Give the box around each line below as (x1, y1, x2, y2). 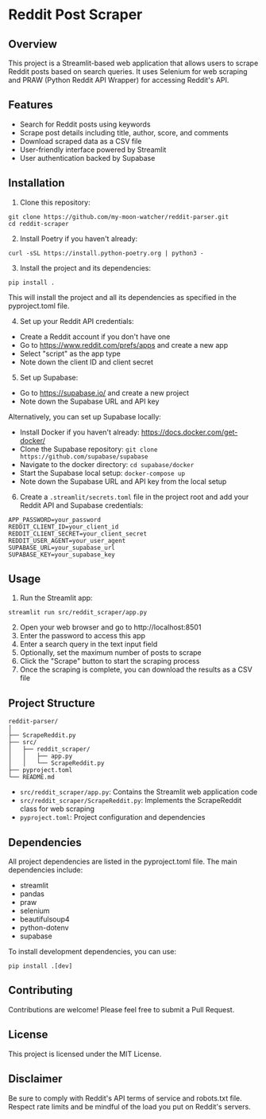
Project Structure (8, 696, 95, 710)
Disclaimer (8, 1072, 63, 1086)
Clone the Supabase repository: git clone (19, 444, 158, 454)
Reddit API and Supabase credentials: (19, 500, 144, 510)
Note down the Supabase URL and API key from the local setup (19, 476, 227, 486)
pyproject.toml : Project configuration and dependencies (19, 813, 206, 822)
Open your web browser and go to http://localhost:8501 (19, 622, 202, 632)
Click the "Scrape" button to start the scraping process (19, 657, 200, 666)
